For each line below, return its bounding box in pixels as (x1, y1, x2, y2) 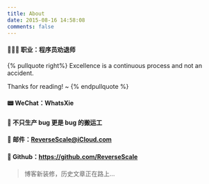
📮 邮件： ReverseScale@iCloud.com (7, 135, 112, 144)
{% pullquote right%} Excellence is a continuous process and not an (7, 61, 203, 69)
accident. (7, 69, 34, 77)
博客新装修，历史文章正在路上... (24, 169, 115, 178)
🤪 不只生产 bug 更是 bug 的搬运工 (7, 118, 103, 126)
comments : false (7, 23, 54, 30)
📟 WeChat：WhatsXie (7, 99, 74, 108)
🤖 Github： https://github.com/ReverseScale (7, 152, 138, 160)
